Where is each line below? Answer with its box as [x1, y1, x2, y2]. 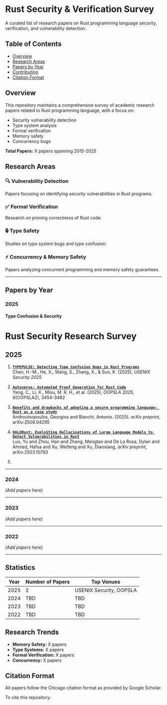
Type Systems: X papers [12, 647, 64, 653]
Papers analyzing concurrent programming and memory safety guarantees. [5, 267, 160, 273]
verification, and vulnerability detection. [5, 25, 86, 31]
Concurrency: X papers [12, 657, 62, 663]
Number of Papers [25, 578, 70, 585]
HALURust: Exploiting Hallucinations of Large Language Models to [12, 430, 153, 435]
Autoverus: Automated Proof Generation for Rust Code [12, 385, 126, 390]
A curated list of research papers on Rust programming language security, [5, 20, 158, 26]
